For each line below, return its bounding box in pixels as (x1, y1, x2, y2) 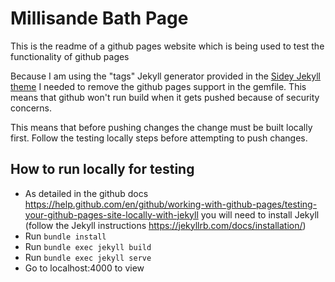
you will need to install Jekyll (200, 208, 320, 221)
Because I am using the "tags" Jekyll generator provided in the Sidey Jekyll (10, 70, 321, 82)
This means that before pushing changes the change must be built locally (10, 121, 313, 133)
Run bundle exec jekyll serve (24, 251, 152, 263)
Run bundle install (24, 230, 107, 242)
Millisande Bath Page (10, 7, 189, 30)
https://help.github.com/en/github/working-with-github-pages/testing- (24, 198, 318, 210)
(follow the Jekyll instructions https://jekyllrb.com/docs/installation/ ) (24, 219, 307, 231)
